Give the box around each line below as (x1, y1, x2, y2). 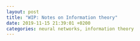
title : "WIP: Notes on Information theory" (6, 14, 118, 20)
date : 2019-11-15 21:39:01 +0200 (6, 20, 91, 26)
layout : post (6, 8, 39, 15)
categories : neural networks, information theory (6, 25, 135, 32)
